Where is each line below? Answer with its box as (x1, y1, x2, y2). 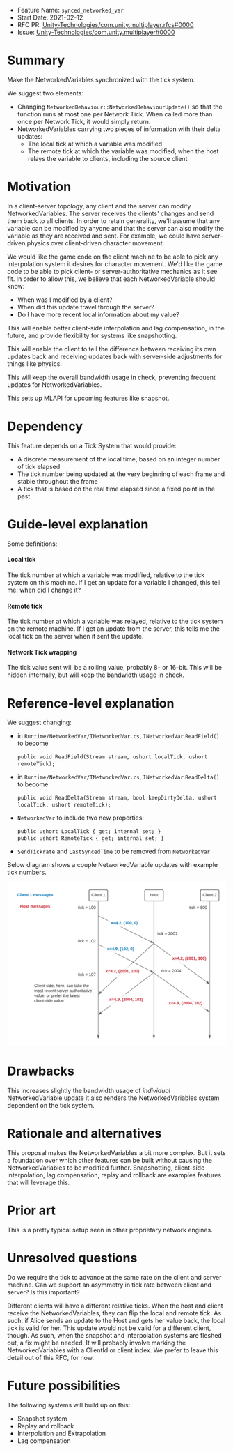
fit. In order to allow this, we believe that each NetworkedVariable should (7, 275, 216, 283)
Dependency (7, 418, 83, 434)
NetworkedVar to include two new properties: (17, 813, 145, 822)
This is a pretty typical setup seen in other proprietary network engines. (7, 1225, 214, 1234)
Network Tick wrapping (7, 648, 77, 656)
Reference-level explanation (7, 695, 175, 711)
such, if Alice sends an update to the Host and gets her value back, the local (7, 1316, 226, 1324)
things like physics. (7, 359, 63, 368)
